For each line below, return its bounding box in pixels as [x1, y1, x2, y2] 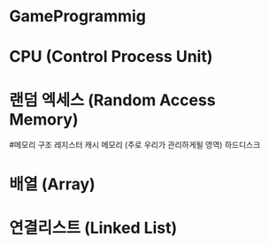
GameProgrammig [9, 6, 146, 27]
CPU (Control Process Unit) [9, 47, 213, 67]
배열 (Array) [9, 174, 96, 194]
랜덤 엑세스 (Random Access [9, 90, 216, 110]
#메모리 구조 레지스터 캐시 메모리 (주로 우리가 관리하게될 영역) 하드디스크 [9, 140, 261, 150]
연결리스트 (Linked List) [9, 218, 178, 238]
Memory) [9, 109, 79, 129]
